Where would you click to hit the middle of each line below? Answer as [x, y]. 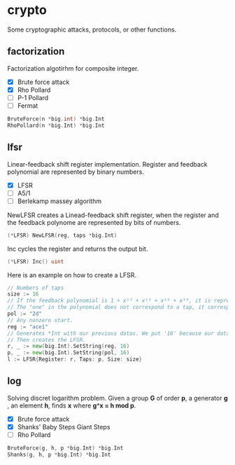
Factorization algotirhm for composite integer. [73, 68]
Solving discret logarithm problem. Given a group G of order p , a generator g [117, 398]
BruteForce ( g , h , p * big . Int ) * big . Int [65, 448]
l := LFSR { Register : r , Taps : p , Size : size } [74, 359]
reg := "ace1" [28, 327]
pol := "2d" [24, 314]
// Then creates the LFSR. [47, 340]
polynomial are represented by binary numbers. [76, 172]
